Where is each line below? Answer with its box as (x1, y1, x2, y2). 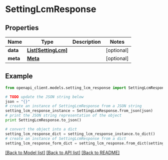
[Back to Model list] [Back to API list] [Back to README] (5, 149, 120, 156)
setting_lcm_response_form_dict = (5, 140, 77, 146)
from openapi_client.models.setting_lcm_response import (5, 85, 126, 90)
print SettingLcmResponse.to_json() (5, 118, 81, 123)
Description (72, 39, 101, 45)
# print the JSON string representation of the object (5, 113, 122, 118)
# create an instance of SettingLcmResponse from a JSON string (5, 104, 142, 109)
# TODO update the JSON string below (5, 94, 84, 99)
